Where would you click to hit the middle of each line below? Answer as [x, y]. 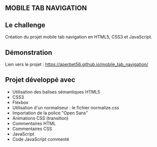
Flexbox [20, 102]
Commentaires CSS [32, 129]
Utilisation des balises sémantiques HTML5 [56, 92]
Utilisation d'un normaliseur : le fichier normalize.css [66, 107]
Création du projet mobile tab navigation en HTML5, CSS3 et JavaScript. [79, 37]
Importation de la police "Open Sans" [50, 113]
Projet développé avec [40, 80]
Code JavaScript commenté [41, 139]
